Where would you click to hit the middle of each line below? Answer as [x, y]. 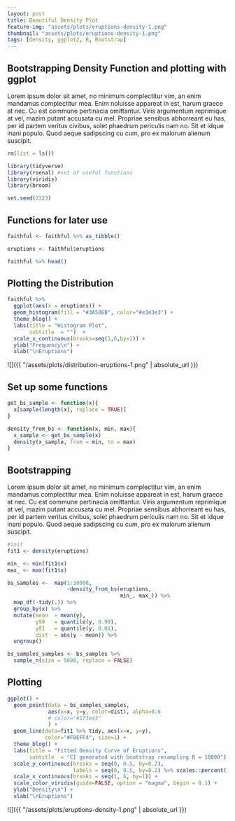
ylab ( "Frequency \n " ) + [47, 345]
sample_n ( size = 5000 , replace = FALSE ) [73, 661]
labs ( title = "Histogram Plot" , [61, 325]
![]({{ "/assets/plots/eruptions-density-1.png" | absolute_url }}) [97, 809]
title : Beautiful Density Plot [53, 20]
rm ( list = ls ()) [31, 153]
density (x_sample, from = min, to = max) [75, 442]
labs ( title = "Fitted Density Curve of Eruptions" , [91, 750]
